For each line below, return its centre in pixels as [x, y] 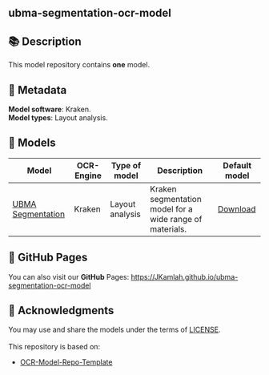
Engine [88, 175]
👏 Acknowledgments [61, 310]
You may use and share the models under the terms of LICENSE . [114, 330]
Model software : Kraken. [50, 109]
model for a [172, 209]
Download [237, 209]
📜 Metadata [38, 90]
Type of [126, 165]
